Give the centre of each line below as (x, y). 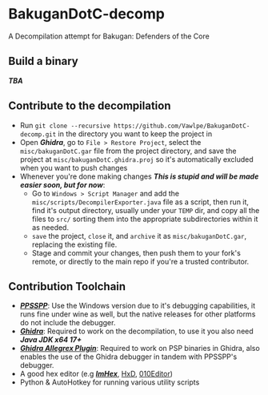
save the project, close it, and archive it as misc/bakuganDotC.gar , (139, 236)
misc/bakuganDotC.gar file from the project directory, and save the (128, 151)
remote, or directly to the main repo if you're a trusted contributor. (140, 261)
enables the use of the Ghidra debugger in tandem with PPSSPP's (128, 357)
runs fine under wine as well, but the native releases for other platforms (138, 314)
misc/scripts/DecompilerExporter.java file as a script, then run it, (140, 202)
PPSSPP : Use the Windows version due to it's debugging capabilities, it (138, 306)
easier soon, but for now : (62, 184)
